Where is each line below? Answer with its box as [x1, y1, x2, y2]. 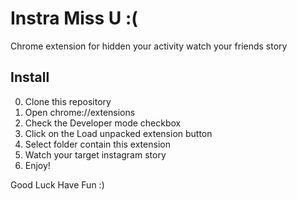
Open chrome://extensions [24, 106, 136, 118]
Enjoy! [24, 159, 51, 171]
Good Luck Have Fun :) [10, 178, 105, 191]
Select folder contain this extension [24, 138, 171, 150]
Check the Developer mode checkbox [24, 117, 182, 129]
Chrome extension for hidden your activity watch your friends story [10, 40, 288, 52]
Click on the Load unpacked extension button [24, 127, 213, 139]
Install [10, 69, 50, 86]
